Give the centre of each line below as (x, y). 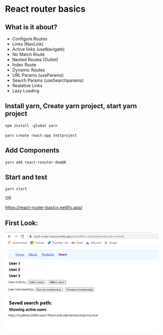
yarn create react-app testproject (41, 135)
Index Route (24, 65)
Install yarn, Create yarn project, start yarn (71, 106)
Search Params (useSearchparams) (48, 80)
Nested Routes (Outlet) (35, 59)
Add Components (32, 150)
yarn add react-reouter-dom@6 (36, 162)
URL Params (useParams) (38, 75)
